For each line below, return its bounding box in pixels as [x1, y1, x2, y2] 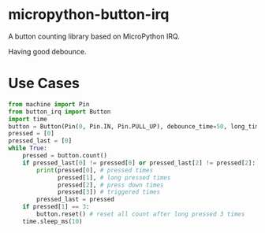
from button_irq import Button [8, 108, 111, 116]
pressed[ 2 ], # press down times [58, 181, 164, 189]
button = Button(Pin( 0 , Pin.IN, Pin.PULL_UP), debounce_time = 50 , [8, 122, 227, 131]
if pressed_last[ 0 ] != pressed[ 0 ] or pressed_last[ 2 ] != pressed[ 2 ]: [22, 159, 256, 167]
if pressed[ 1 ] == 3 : [22, 203, 90, 211]
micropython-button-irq [8, 6, 170, 24]
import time [8, 115, 47, 123]
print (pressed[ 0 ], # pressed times [36, 166, 154, 174]
